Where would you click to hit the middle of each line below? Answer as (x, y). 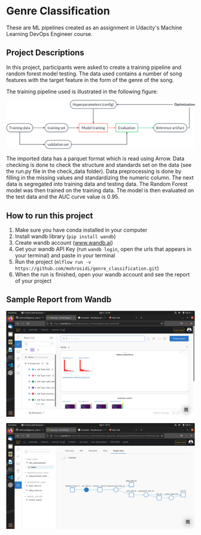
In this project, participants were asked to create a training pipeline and (94, 67)
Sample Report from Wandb (59, 300)
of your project (33, 281)
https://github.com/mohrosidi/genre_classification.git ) (87, 268)
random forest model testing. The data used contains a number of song (94, 74)
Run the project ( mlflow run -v (53, 262)
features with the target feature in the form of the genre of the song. (90, 80)
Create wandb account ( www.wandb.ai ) (64, 242)
